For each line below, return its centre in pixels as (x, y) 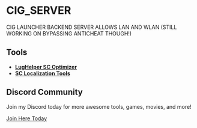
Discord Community (44, 92)
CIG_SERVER (39, 11)
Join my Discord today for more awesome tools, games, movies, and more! (99, 106)
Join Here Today (27, 118)
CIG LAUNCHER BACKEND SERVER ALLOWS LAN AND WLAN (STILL (92, 27)
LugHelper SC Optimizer (46, 67)
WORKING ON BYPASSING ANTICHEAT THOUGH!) (69, 33)
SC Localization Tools (42, 73)
